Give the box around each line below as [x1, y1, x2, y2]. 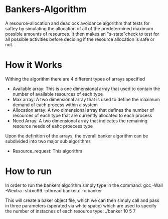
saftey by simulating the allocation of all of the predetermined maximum [5, 25, 153, 31]
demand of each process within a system [12, 102, 98, 108]
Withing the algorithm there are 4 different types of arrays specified [5, 76, 145, 82]
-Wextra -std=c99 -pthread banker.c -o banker [5, 187, 102, 193]
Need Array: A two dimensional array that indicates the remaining [12, 117, 148, 124]
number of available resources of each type [12, 91, 103, 97]
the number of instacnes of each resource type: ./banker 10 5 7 [5, 208, 136, 214]
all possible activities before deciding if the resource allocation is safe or [5, 36, 155, 42]
